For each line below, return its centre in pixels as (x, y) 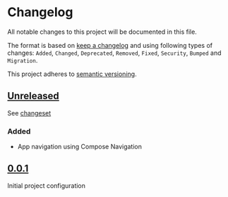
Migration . (23, 60)
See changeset (29, 113)
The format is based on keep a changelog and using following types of (110, 45)
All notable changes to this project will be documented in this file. (102, 32)
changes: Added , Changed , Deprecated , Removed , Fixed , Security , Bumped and (114, 53)
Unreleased (34, 96)
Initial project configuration (47, 185)
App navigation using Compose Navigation (80, 147)
